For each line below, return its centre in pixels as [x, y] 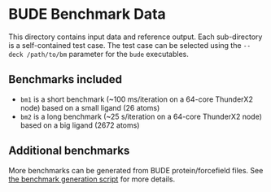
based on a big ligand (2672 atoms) [80, 125]
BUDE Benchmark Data [87, 14]
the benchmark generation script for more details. [92, 179]
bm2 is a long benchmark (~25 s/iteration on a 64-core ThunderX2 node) [141, 116]
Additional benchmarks [69, 151]
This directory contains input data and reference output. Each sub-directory [135, 37]
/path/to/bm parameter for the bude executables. [108, 54]
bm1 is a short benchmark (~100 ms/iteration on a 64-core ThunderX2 [137, 99]
